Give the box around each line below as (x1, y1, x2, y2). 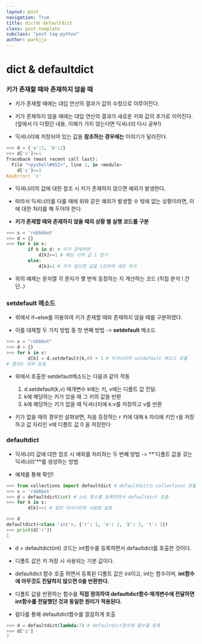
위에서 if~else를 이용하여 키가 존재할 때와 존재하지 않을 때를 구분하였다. (14, 314, 183, 321)
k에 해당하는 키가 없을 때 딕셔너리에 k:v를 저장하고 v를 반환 (23, 400, 162, 408)
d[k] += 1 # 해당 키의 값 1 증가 (38, 252, 108, 259)
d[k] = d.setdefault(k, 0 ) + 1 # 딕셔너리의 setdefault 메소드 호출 (28, 355, 188, 361)
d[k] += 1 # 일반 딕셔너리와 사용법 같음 (28, 505, 112, 511)
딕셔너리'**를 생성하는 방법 (14, 458, 79, 465)
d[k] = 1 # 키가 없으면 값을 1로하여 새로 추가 (38, 263, 137, 269)
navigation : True (6, 14, 50, 20)
